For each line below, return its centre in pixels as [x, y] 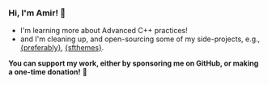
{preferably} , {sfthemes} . [62, 48]
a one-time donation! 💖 [48, 72]
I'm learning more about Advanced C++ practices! [104, 31]
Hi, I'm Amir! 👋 [37, 13]
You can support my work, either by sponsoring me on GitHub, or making [134, 63]
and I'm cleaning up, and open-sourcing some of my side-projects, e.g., [140, 39]
